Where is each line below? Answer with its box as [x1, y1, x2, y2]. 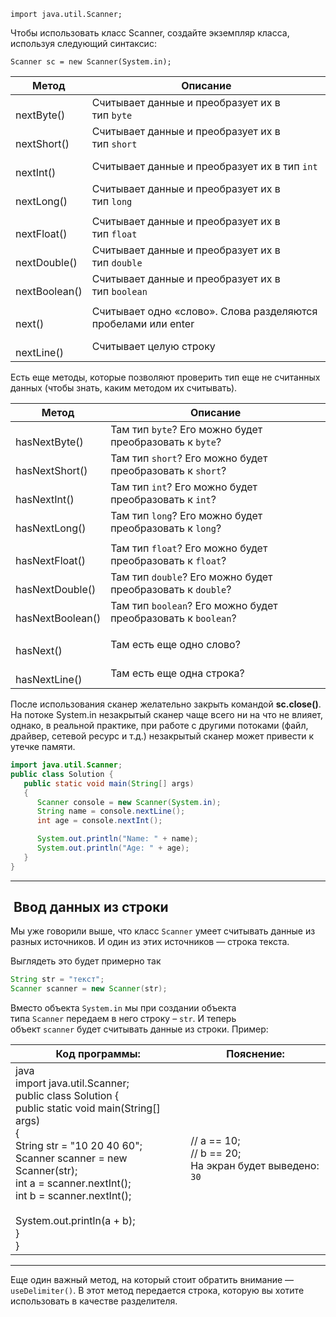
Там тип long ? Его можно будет [110, 509, 263, 522]
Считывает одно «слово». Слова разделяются [91, 305, 318, 318]
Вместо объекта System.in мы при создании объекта [10, 1002, 237, 1014]
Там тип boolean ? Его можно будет [110, 599, 278, 612]
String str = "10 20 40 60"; [15, 1139, 143, 1153]
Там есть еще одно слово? [110, 638, 241, 651]
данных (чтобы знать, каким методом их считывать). [10, 382, 238, 394]
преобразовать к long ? [110, 521, 222, 535]
